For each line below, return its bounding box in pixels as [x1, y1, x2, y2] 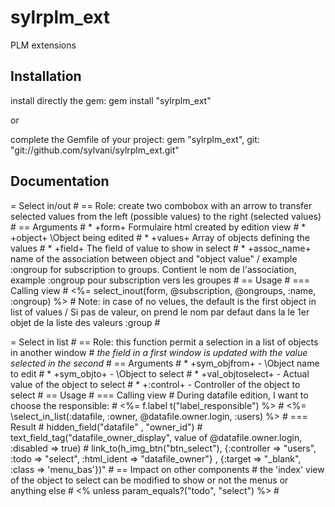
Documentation [10, 173, 110, 190]
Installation [10, 68, 82, 85]
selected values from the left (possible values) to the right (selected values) [10, 210, 322, 222]
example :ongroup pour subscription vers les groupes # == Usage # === [10, 274, 311, 286]
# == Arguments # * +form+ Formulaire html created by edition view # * [10, 221, 307, 233]
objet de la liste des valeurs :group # [10, 316, 161, 328]
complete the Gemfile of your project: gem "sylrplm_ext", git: [10, 133, 260, 145]
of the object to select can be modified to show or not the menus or [10, 474, 289, 486]
